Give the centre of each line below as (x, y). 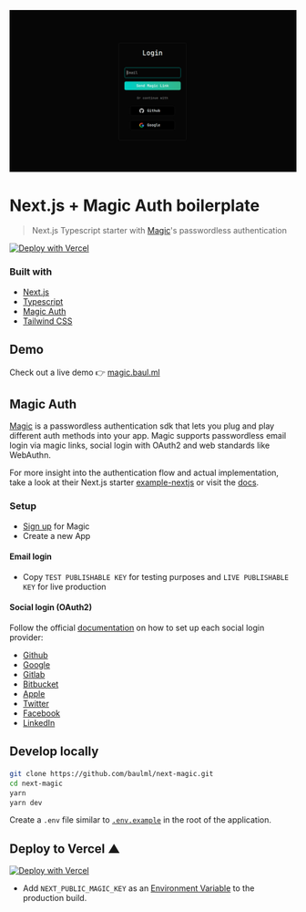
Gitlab (34, 675)
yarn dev (26, 803)
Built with (31, 272)
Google (36, 665)
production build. (55, 898)
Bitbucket (41, 684)
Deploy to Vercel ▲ (65, 849)
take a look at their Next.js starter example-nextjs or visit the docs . (134, 482)
